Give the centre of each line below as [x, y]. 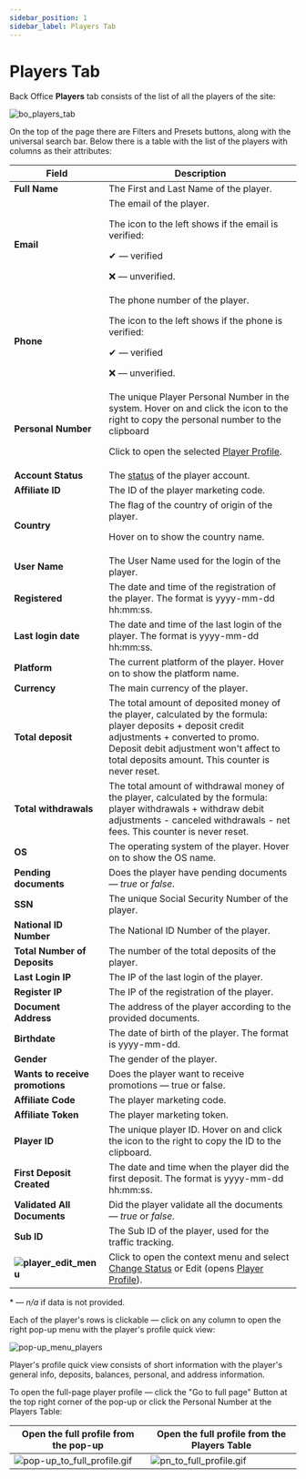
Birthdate [35, 1038]
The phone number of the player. [179, 300]
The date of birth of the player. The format [199, 1033]
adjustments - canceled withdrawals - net [199, 820]
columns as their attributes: [61, 151]
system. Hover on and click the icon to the [199, 409]
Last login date [47, 636]
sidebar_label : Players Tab [63, 26]
